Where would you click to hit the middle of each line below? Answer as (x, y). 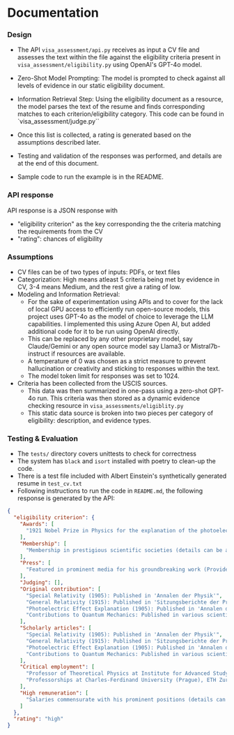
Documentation (53, 13)
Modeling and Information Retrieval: (69, 294)
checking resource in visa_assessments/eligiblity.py (106, 406)
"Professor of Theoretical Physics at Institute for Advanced (118, 674)
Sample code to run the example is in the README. (90, 177)
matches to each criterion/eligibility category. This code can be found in (120, 114)
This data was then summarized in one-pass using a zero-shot (117, 391)
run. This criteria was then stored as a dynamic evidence (119, 398)
